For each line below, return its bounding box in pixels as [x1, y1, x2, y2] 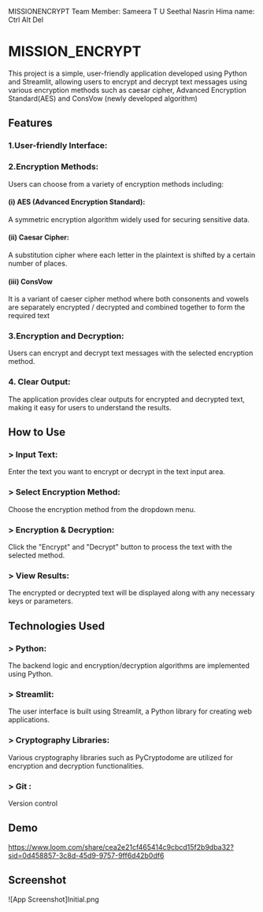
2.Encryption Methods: [8, 161, 99, 172]
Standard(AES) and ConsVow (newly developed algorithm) [8, 94, 198, 103]
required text [8, 311, 50, 321]
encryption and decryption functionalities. [8, 761, 144, 770]
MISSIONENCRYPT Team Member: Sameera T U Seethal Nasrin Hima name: [8, 7, 255, 16]
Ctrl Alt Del [8, 15, 44, 24]
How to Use [8, 425, 66, 439]
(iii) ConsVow [8, 276, 54, 286]
